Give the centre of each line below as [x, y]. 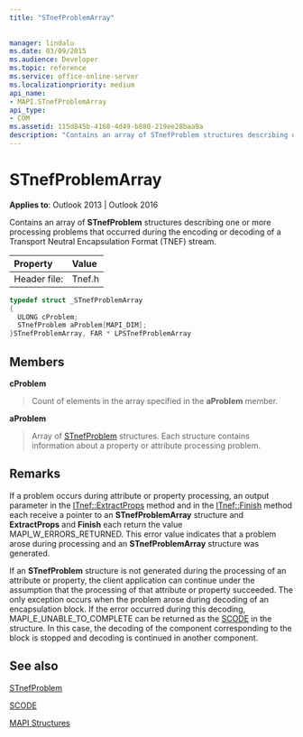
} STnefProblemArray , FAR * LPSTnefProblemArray [101, 334]
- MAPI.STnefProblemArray [58, 101]
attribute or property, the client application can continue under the [132, 580]
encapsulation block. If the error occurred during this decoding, [128, 609]
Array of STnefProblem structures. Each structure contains [140, 436]
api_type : [28, 110]
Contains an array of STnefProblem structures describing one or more [140, 222]
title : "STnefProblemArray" [62, 18]
